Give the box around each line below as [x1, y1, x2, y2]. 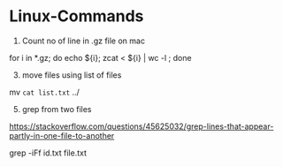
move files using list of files [21, 69, 122, 80]
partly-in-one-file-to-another [9, 130, 115, 140]
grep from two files [21, 103, 92, 114]
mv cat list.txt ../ [9, 87, 80, 97]
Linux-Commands [9, 6, 144, 27]
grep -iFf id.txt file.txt [9, 148, 87, 158]
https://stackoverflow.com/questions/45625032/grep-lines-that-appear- [9, 121, 274, 132]
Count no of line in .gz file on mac [21, 35, 146, 46]
